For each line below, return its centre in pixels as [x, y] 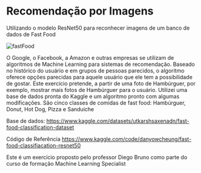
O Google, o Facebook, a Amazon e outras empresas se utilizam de [90, 57]
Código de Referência [33, 139]
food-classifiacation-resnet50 [44, 145]
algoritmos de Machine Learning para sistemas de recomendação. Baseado [100, 64]
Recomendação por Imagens [80, 11]
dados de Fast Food [31, 34]
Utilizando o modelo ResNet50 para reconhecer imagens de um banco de [98, 28]
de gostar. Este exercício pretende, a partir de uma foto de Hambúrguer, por [101, 83]
